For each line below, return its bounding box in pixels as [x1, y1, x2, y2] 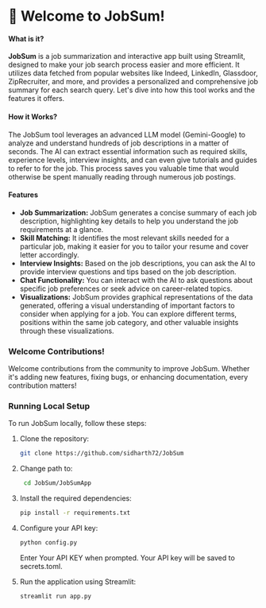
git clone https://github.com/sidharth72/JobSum [19, 449, 184, 458]
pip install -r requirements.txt [19, 509, 131, 517]
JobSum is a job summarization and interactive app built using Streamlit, [8, 52, 246, 61]
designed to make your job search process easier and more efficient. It [8, 60, 240, 70]
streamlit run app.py [19, 592, 91, 600]
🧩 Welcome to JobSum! [8, 7, 165, 25]
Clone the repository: [19, 434, 90, 443]
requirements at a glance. [19, 224, 104, 234]
